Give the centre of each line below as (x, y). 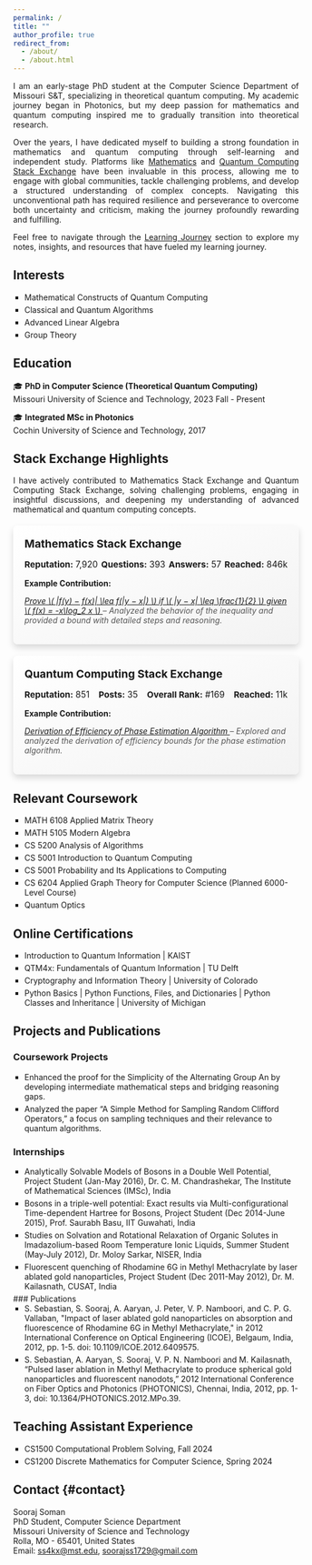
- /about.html (48, 60)
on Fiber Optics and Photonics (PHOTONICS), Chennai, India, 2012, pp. (157, 1389)
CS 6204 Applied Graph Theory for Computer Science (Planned (144, 883)
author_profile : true (54, 35)
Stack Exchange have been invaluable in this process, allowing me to (156, 171)
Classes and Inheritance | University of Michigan (115, 1003)
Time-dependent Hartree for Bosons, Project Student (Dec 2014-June (155, 1213)
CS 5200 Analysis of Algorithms (84, 846)
